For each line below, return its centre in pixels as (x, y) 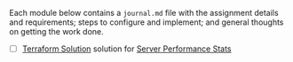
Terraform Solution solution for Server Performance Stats (127, 49)
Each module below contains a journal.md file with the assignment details (144, 13)
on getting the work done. (56, 31)
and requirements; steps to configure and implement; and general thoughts (146, 22)
